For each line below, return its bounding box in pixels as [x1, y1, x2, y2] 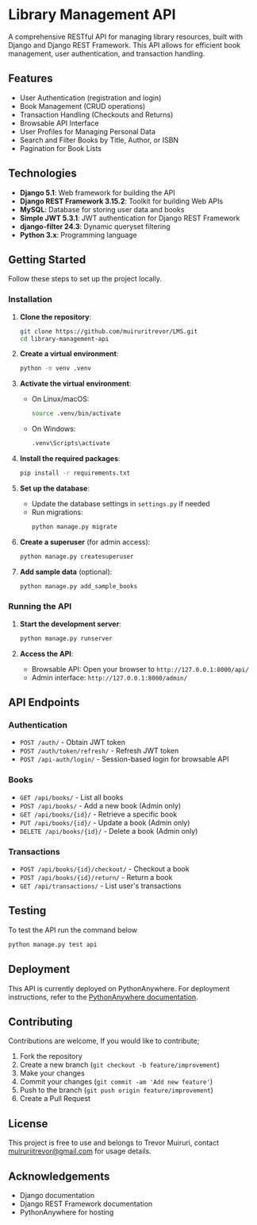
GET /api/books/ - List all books [19, 793, 124, 802]
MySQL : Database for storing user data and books [19, 204, 185, 214]
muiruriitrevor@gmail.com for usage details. [8, 1146, 152, 1156]
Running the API [8, 601, 72, 612]
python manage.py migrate [31, 522, 117, 530]
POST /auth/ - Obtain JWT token [19, 738, 125, 747]
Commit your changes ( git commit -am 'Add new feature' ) [19, 1077, 213, 1087]
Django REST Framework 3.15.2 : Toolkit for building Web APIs [19, 196, 224, 206]
